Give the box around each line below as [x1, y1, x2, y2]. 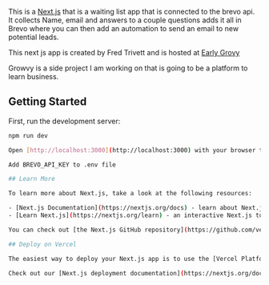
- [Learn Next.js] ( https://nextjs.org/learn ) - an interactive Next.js [8, 211, 252, 219]
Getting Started [8, 95, 87, 109]
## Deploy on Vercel [8, 240, 78, 248]
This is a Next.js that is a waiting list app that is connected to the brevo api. [8, 7, 255, 16]
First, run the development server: [8, 116, 121, 126]
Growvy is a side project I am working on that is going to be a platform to [8, 63, 248, 73]
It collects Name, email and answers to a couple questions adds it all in [8, 15, 242, 25]
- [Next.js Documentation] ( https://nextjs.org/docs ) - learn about [8, 204, 239, 212]
